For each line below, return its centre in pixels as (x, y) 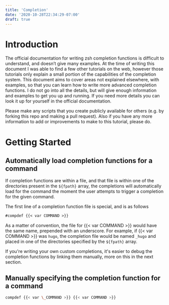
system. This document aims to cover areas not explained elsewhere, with (82, 80)
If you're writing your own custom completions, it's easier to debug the (79, 251)
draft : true (18, 19)
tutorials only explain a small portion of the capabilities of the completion (81, 74)
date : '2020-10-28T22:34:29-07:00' (43, 15)
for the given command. (30, 197)
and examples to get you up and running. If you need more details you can (82, 96)
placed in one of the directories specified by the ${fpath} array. (71, 242)
